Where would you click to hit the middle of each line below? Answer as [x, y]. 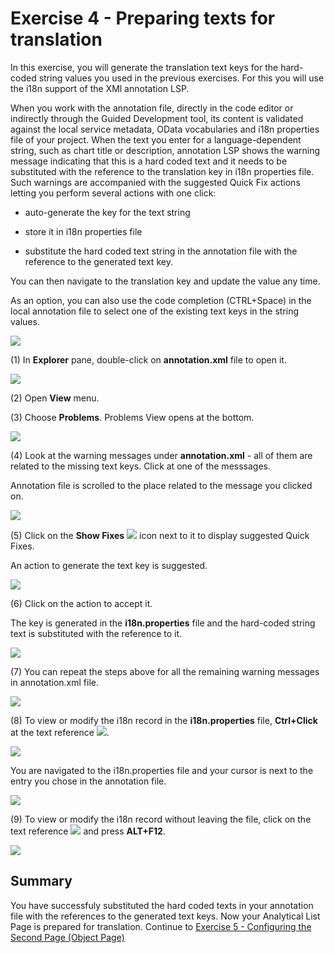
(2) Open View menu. [55, 398]
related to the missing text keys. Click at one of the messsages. [141, 466]
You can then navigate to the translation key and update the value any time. [165, 281]
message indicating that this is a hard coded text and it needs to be [149, 161]
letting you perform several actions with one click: [113, 193]
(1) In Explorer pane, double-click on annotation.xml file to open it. [148, 359]
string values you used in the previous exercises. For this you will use [181, 78]
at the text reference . [60, 732]
